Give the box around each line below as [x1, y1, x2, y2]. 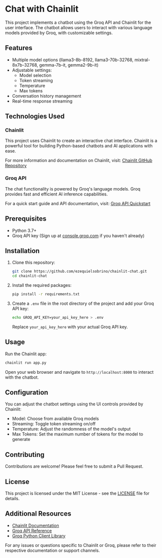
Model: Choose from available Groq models [12, 416, 99, 421]
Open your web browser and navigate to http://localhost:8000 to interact [5, 369, 154, 375]
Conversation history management [12, 93, 81, 99]
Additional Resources [5, 509, 71, 518]
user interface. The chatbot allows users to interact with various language [5, 24, 153, 30]
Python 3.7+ [12, 227, 37, 233]
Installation [5, 246, 40, 255]
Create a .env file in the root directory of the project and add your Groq [12, 300, 154, 306]
